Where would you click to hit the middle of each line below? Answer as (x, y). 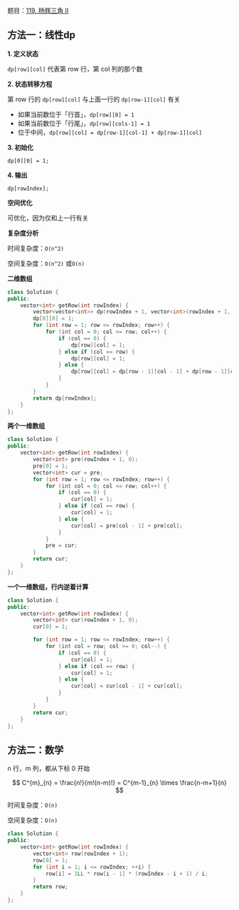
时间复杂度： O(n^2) (36, 248)
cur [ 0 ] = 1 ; (51, 627)
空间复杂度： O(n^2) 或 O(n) (46, 263)
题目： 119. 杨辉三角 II (38, 10)
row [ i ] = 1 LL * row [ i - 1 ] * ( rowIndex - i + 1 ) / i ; (127, 874)
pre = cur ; (62, 546)
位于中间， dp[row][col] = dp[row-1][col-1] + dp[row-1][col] (110, 132)
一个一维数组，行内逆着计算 (48, 587)
